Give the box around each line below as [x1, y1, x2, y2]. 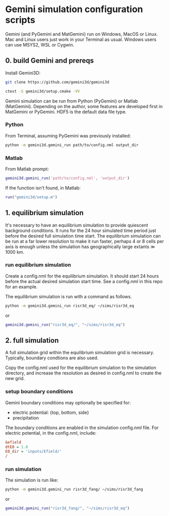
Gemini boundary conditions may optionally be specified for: [5, 399, 131, 405]
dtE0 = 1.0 [5, 444, 28, 449]
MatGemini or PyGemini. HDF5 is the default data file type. [5, 109, 127, 115]
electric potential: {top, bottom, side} [12, 409, 89, 415]
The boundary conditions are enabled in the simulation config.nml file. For [5, 425, 159, 431]
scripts [5, 14, 35, 26]
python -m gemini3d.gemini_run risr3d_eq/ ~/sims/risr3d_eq [5, 303, 135, 308]
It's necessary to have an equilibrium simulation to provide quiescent [5, 222, 148, 228]
